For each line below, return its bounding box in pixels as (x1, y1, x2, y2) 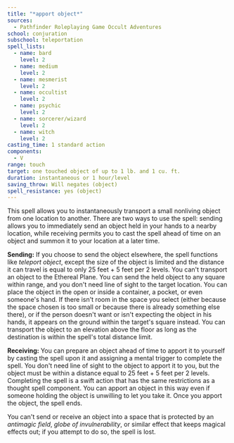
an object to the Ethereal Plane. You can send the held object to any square (7, 273, 226, 281)
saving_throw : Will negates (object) (7, 181, 118, 188)
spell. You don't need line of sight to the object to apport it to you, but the (7, 361, 220, 370)
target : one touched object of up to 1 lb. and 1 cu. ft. (7, 167, 181, 175)
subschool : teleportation (7, 37, 83, 44)
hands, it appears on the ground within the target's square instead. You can (7, 318, 226, 327)
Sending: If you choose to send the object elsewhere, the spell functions (7, 250, 219, 259)
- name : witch (13, 128, 55, 135)
